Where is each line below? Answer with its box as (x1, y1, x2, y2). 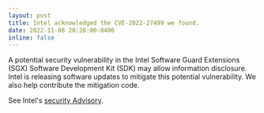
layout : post (8, 11, 51, 20)
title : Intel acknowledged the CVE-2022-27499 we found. (8, 19, 200, 27)
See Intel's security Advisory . (8, 96, 104, 105)
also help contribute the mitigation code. (8, 81, 140, 90)
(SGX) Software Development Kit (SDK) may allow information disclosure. (8, 64, 247, 73)
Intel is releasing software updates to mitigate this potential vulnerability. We (8, 72, 257, 81)
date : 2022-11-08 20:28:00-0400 (8, 26, 115, 34)
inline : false (8, 33, 55, 42)
